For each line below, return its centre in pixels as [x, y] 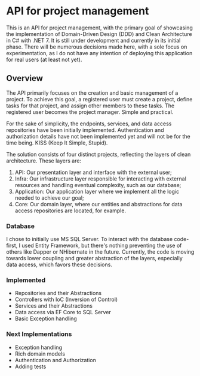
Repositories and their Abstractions [58, 293]
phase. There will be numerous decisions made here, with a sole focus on [97, 47]
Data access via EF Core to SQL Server [63, 312]
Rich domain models [40, 354]
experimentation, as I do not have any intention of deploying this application [99, 53]
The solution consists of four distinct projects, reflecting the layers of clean [99, 154]
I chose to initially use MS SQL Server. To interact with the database [90, 239]
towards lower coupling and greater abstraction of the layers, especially [95, 258]
